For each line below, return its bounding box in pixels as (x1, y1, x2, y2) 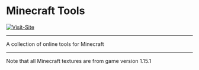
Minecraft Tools (6, 4, 85, 18)
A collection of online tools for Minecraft (6, 40, 105, 48)
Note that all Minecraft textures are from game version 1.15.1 (6, 57, 152, 64)
